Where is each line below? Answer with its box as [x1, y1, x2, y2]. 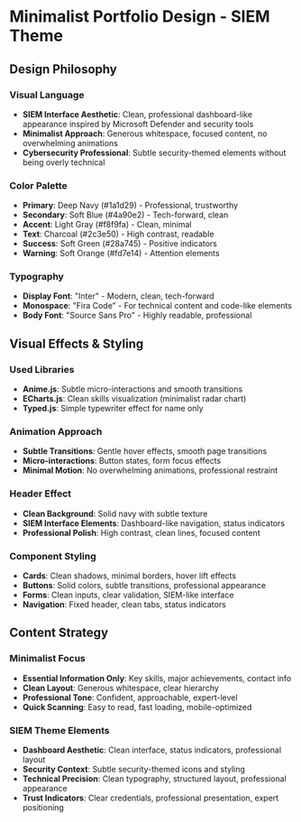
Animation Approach [9, 426, 103, 439]
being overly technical [22, 156, 105, 168]
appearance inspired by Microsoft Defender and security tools [22, 118, 254, 129]
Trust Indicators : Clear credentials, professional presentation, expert [22, 792, 279, 804]
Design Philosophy [9, 61, 117, 77]
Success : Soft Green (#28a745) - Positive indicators [22, 238, 218, 249]
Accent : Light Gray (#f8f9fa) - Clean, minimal [22, 219, 192, 230]
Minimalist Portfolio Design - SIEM [9, 6, 270, 27]
